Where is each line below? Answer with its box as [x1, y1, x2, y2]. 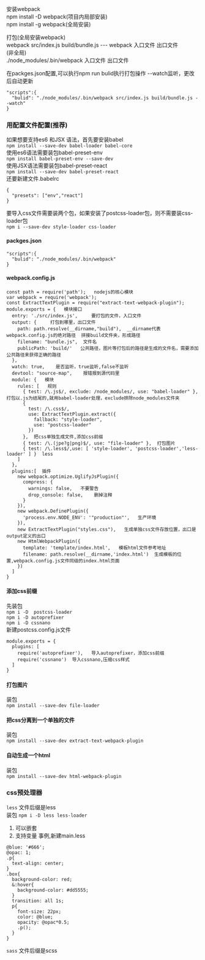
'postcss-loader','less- [135, 445, 199, 452]
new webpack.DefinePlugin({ [17, 508, 89, 514]
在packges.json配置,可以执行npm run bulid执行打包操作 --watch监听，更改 [6, 70, 195, 77]
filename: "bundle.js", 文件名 [17, 339, 97, 345]
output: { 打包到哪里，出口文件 [12, 319, 96, 325]
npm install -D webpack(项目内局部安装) [6, 13, 108, 20]
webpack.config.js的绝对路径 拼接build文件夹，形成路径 [6, 332, 141, 338]
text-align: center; [12, 860, 64, 866]
